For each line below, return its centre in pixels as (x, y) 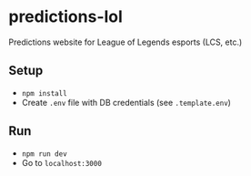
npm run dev (44, 154)
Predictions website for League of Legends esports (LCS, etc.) (125, 42)
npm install (44, 93)
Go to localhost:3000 (61, 162)
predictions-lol (66, 17)
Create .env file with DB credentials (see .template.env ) (126, 102)
